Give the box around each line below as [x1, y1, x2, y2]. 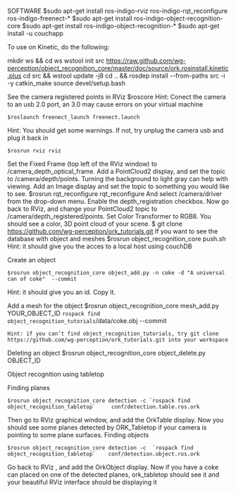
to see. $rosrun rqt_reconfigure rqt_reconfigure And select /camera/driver [7, 190, 223, 197]
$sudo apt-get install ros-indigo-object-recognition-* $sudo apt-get [22, 22, 220, 30]
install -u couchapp [7, 29, 63, 37]
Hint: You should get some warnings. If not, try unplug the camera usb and [7, 126, 224, 134]
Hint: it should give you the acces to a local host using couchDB [7, 242, 192, 250]
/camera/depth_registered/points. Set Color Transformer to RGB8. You [7, 212, 211, 220]
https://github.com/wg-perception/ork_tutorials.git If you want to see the [7, 227, 218, 236]
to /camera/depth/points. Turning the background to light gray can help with [7, 175, 228, 183]
